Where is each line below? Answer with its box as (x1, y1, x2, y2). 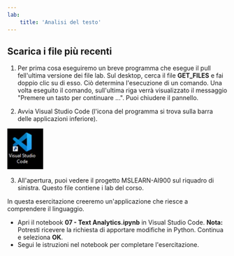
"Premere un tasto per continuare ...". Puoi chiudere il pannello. (17, 94, 199, 102)
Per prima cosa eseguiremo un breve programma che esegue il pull (17, 64, 211, 73)
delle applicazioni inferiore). (17, 115, 98, 123)
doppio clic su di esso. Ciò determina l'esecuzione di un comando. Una (17, 79, 222, 87)
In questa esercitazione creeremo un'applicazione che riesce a (7, 197, 189, 206)
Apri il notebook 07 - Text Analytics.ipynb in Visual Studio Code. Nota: (17, 218, 224, 227)
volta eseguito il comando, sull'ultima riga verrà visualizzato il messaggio (17, 86, 228, 94)
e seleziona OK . (17, 233, 64, 241)
